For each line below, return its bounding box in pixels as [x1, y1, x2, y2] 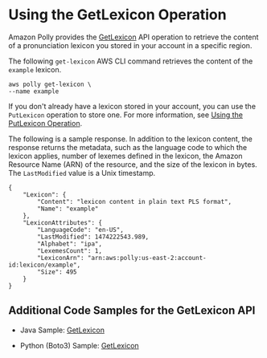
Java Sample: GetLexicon [19, 325, 105, 335]
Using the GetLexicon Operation [8, 6, 227, 24]
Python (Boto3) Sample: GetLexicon [19, 340, 139, 350]
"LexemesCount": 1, [37, 246, 103, 254]
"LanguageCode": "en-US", [37, 226, 125, 234]
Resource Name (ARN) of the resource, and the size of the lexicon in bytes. [8, 159, 257, 169]
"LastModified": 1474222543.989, [37, 233, 150, 241]
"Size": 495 [37, 267, 78, 276]
